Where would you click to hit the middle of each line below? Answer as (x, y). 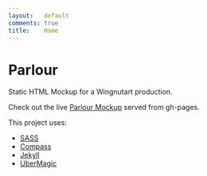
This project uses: (38, 123)
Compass (35, 147)
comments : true (33, 23)
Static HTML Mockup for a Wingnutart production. (90, 92)
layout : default (39, 16)
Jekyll (29, 155)
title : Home (33, 30)
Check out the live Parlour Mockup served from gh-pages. (104, 108)
